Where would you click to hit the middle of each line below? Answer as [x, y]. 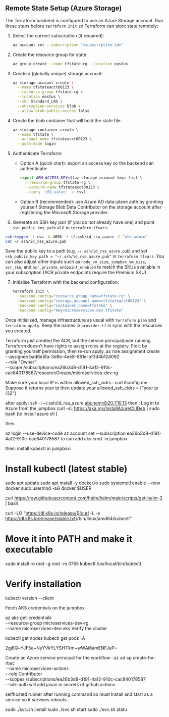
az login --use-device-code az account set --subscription [66, 433]
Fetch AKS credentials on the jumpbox [45, 607]
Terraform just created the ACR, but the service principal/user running [78, 340]
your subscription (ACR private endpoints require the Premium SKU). [76, 273]
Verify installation [43, 584]
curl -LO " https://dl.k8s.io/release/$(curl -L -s [53, 513]
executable [29, 549]
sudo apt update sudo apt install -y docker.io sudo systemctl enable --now [83, 483]
